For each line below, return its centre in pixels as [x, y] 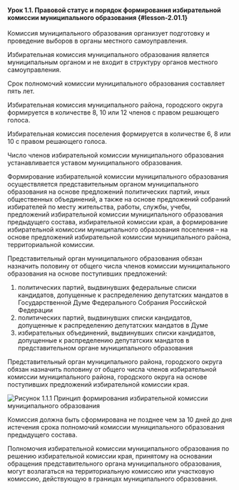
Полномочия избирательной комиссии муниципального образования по [118, 449]
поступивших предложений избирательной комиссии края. [98, 385]
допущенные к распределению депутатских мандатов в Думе [113, 325]
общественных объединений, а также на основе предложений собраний [119, 199]
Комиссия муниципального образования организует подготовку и [109, 33]
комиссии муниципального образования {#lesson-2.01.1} [97, 17]
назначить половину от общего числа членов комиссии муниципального [119, 266]
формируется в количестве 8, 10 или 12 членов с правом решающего [113, 113]
